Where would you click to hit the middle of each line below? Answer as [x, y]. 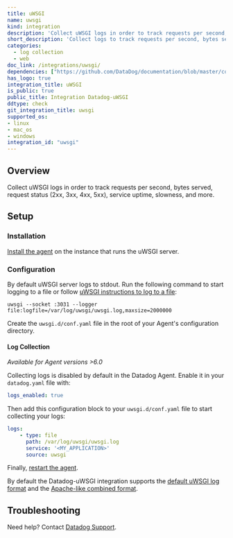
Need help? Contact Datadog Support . [62, 527]
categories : [24, 46]
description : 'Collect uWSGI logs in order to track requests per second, [118, 33]
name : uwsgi [24, 20]
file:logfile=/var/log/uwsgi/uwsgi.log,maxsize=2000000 [89, 310]
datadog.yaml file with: [39, 383]
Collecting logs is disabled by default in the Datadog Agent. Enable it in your [116, 376]
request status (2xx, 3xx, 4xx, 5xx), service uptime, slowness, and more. [111, 194]
